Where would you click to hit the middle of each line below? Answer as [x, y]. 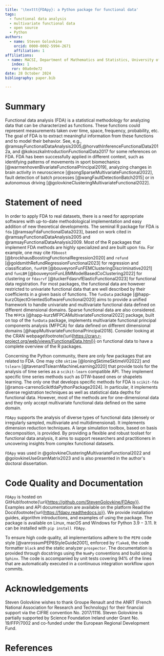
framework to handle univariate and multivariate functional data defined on [80, 304]
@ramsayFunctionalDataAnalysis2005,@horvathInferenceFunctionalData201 [82, 146]
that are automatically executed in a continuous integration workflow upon [80, 563]
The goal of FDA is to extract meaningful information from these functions [79, 136]
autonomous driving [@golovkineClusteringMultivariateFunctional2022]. [78, 182]
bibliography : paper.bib [30, 78]
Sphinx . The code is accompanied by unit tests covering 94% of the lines [78, 558]
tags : [10, 14]
